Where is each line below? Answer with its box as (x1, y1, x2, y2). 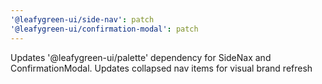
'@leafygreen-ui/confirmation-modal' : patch (10, 24, 199, 34)
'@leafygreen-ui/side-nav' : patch (10, 14, 155, 25)
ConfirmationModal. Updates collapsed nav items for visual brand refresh (10, 62, 313, 74)
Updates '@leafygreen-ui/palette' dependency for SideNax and (10, 51, 272, 63)
